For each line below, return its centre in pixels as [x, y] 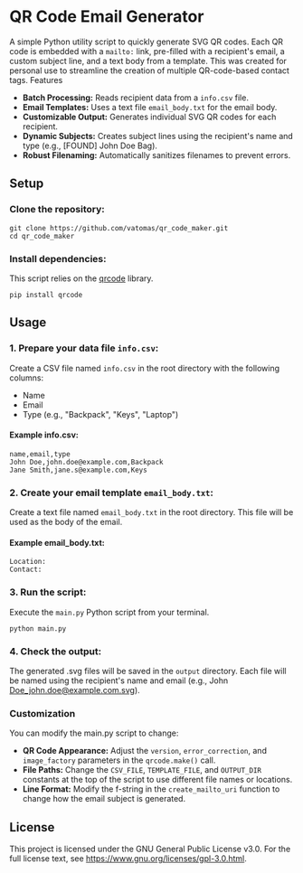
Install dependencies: [58, 258]
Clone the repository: [57, 210]
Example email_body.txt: [57, 542]
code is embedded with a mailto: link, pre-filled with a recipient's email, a [147, 51]
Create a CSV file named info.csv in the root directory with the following [145, 368]
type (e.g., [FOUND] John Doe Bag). [90, 145]
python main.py [38, 629]
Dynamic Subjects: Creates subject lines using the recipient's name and [158, 136]
